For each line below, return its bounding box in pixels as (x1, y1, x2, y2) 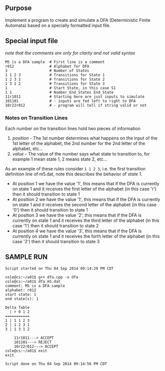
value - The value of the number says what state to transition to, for (12, 151, 150, 157)
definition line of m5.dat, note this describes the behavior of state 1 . (5, 171, 142, 177)
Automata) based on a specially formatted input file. (5, 22, 111, 28)
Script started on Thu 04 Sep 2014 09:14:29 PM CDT (5, 266, 114, 271)
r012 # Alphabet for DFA (5, 64, 90, 69)
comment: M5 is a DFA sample (5, 283, 65, 288)
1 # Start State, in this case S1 (5, 85, 116, 91)
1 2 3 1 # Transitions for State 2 (5, 77, 105, 82)
